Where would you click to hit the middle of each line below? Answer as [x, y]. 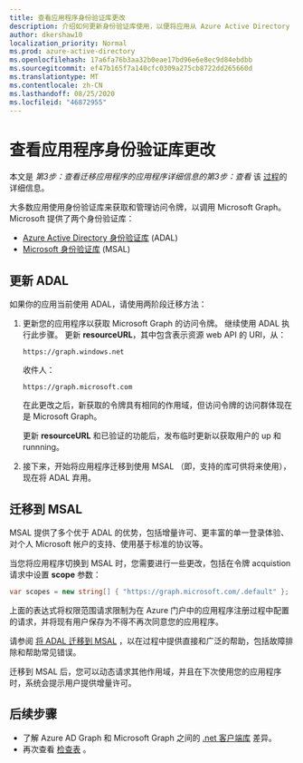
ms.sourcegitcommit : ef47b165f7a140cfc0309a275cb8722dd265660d [131, 69]
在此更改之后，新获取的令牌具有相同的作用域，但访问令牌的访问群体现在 [157, 406]
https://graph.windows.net [73, 352]
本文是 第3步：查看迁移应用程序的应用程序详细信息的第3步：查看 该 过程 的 [148, 177]
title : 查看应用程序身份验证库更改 [67, 18]
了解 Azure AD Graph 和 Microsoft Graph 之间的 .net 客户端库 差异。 [150, 738]
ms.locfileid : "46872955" [58, 102]
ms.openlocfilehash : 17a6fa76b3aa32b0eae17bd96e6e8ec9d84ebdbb [131, 60]
